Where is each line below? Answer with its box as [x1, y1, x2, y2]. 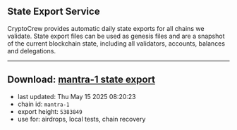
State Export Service [7, 6, 100, 18]
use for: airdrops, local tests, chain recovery [17, 115, 146, 123]
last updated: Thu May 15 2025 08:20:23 [17, 92, 136, 100]
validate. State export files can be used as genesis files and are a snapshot [7, 32, 225, 40]
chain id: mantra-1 [17, 100, 70, 108]
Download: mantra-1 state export [7, 74, 156, 86]
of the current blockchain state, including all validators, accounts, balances [7, 39, 226, 48]
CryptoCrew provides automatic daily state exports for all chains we [7, 24, 205, 32]
